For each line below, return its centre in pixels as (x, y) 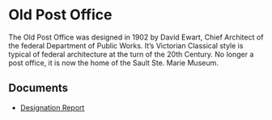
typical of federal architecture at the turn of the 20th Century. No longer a (131, 54)
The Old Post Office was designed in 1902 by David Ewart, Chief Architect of (136, 37)
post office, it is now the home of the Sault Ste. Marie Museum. (113, 63)
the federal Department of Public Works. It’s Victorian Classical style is (126, 45)
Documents (38, 88)
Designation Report (52, 107)
